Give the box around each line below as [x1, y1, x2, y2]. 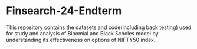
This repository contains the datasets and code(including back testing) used [6, 24, 192, 31]
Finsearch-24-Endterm [6, 4, 122, 18]
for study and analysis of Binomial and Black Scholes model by [6, 30, 159, 37]
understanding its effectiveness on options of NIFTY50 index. [6, 36, 156, 43]
